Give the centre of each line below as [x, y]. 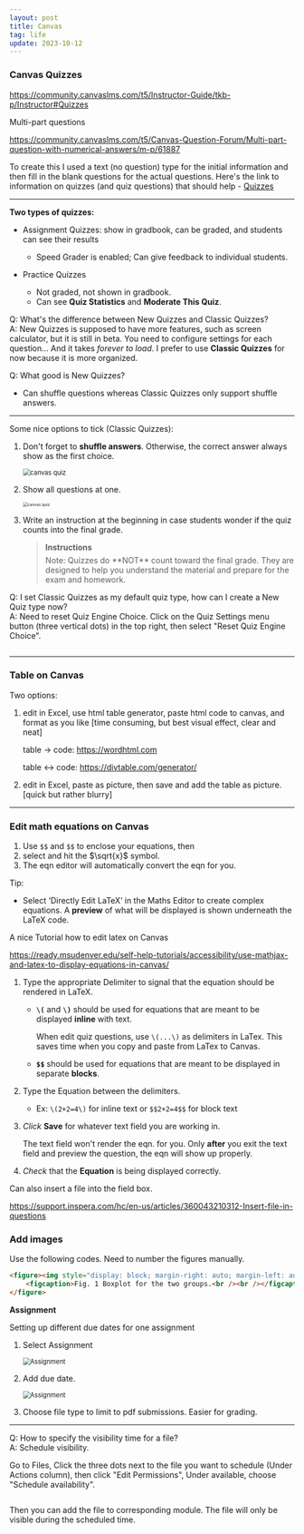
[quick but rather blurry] [67, 794]
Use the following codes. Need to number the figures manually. [127, 1259]
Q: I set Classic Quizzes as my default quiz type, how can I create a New [144, 597]
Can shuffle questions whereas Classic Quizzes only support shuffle [150, 393]
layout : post [34, 18]
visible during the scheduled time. [72, 1519]
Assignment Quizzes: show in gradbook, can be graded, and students [152, 230]
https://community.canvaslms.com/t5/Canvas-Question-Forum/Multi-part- [148, 139]
